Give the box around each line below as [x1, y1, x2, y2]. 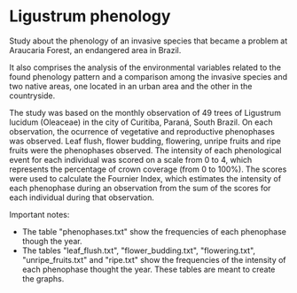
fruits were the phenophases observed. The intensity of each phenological [9, 144, 282, 156]
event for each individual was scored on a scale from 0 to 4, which [9, 154, 253, 165]
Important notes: [9, 209, 70, 220]
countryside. [9, 90, 56, 101]
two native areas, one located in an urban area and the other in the [9, 81, 253, 91]
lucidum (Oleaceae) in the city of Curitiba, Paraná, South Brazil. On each [9, 117, 273, 127]
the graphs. [21, 273, 65, 284]
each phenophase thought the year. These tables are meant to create [21, 264, 276, 274]
